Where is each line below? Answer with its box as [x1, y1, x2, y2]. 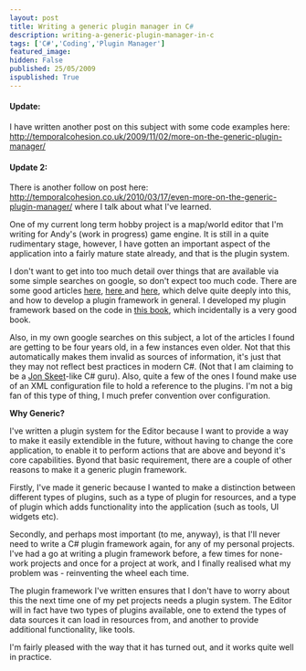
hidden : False [9, 56, 64, 65]
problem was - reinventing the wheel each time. [9, 568, 189, 579]
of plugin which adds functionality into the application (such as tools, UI [9, 501, 280, 512]
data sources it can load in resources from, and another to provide [9, 614, 259, 625]
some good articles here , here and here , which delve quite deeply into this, [9, 285, 291, 297]
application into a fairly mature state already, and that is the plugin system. [9, 248, 290, 259]
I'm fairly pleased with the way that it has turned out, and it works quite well [9, 642, 294, 653]
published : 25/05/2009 [9, 65, 96, 74]
